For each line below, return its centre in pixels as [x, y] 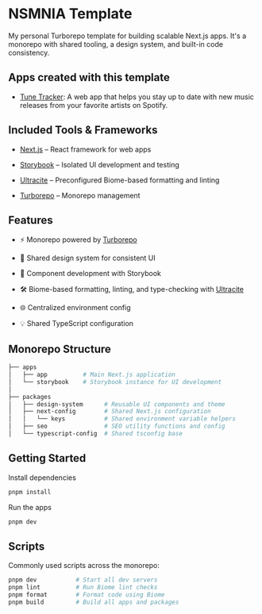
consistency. [29, 52]
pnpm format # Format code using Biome [87, 595]
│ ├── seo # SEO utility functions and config [117, 426]
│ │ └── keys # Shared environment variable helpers [122, 419]
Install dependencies [42, 478]
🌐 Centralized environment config [75, 308]
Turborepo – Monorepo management [80, 195]
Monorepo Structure [60, 349]
